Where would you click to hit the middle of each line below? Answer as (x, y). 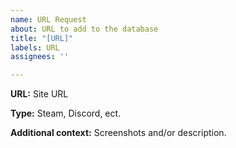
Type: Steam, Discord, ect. (66, 113)
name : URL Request (48, 19)
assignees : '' (40, 57)
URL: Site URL (39, 94)
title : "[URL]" (42, 38)
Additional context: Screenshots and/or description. (118, 133)
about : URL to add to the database (84, 29)
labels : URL (35, 47)
